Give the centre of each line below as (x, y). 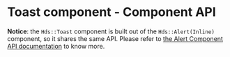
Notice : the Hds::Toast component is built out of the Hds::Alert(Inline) (111, 31)
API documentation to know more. (56, 46)
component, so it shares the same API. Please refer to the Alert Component (115, 38)
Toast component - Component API (112, 12)
